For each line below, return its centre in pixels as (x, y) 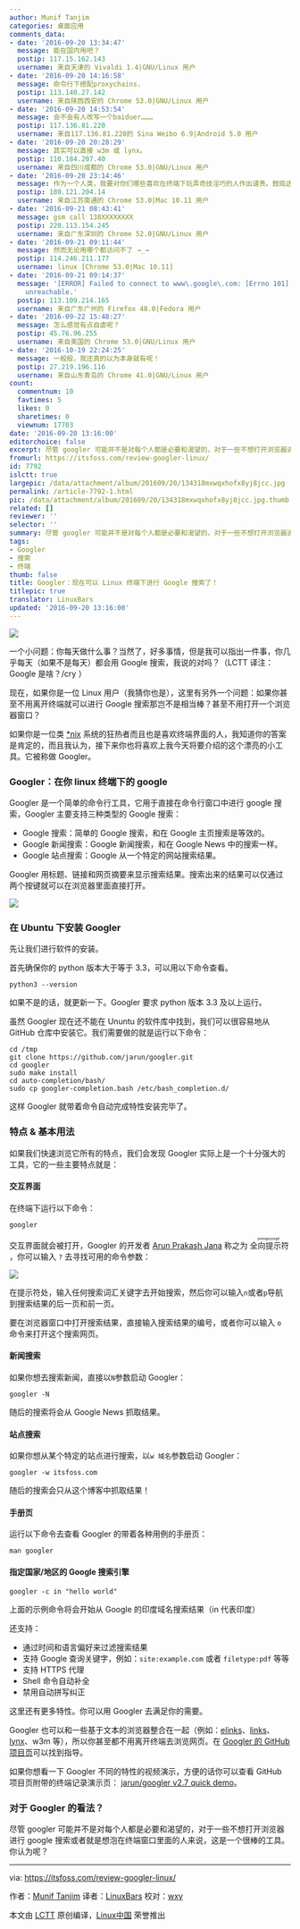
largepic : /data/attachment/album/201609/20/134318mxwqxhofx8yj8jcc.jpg (147, 483)
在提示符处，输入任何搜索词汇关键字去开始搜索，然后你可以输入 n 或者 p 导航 (146, 1292)
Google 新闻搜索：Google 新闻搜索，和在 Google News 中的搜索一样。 (152, 844)
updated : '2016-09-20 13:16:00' (69, 608)
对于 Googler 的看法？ (57, 1807)
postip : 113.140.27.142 (61, 92)
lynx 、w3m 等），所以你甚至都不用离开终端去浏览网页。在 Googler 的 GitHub (150, 1741)
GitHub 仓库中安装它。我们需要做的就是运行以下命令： (109, 1033)
